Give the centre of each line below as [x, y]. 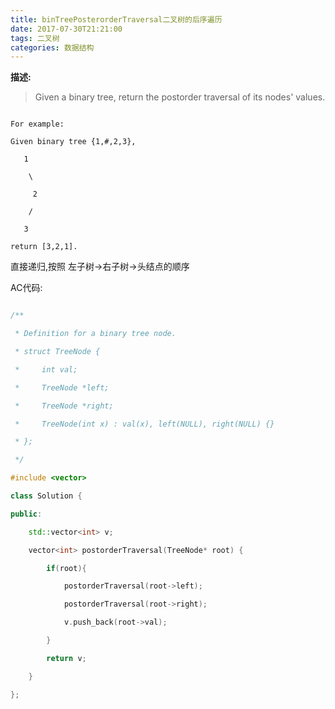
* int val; [46, 369]
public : [26, 514]
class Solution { [46, 496]
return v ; [66, 658]
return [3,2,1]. [44, 247]
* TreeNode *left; [62, 387]
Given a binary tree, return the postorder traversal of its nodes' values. [180, 97]
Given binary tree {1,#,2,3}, [73, 142]
